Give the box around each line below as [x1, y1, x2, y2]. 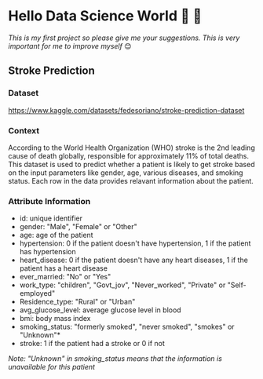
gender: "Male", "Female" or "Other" [19, 222, 137, 231]
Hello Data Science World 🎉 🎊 [8, 7, 203, 25]
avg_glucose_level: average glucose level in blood [19, 305, 182, 315]
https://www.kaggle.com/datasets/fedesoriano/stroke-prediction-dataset [8, 105, 245, 115]
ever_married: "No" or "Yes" [19, 272, 111, 282]
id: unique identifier [19, 213, 82, 223]
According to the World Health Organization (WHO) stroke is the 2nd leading [8, 143, 255, 152]
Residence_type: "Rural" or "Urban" [19, 297, 136, 307]
